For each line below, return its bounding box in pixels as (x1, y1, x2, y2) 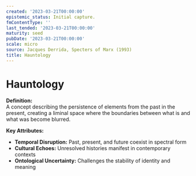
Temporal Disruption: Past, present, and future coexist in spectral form (14, 138, 187, 145)
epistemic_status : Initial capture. (6, 14, 95, 20)
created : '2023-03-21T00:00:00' (6, 8, 85, 15)
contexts (14, 151, 36, 158)
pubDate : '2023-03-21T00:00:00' (6, 36, 85, 42)
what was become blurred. (6, 116, 71, 123)
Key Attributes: (6, 127, 44, 134)
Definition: (6, 97, 33, 104)
